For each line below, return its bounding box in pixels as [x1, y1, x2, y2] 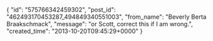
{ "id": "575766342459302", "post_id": [6, 6, 116, 13]
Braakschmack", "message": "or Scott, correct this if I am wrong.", [6, 20, 193, 28]
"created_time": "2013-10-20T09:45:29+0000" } [6, 27, 143, 35]
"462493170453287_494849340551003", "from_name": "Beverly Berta [6, 13, 207, 21]
